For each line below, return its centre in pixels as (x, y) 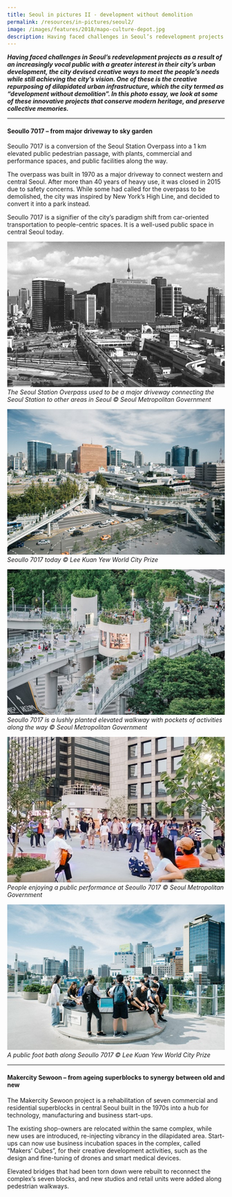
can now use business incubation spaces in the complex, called (110, 1143)
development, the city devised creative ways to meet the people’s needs (113, 72)
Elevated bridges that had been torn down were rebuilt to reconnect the (109, 1171)
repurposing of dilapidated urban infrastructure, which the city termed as (116, 87)
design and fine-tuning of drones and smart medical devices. (94, 1158)
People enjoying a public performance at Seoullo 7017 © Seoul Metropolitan (116, 887)
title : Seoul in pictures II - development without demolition (100, 15)
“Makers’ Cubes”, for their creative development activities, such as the (107, 1151)
